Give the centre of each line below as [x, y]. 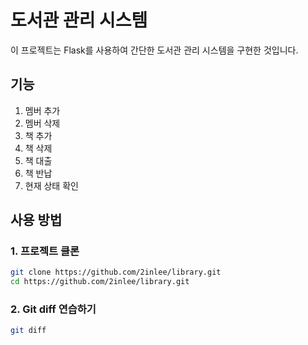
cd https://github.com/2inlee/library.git [100, 282]
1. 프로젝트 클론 [45, 251]
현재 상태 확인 [51, 185]
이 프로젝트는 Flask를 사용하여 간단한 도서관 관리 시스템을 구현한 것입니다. [154, 50]
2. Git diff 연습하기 [53, 309]
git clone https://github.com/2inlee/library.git [116, 272]
